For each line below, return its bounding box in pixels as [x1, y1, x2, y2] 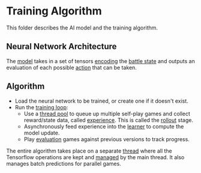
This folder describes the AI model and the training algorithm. [6, 24, 158, 31]
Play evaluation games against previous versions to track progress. [23, 135, 190, 142]
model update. [23, 129, 60, 136]
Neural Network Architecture [6, 41, 117, 52]
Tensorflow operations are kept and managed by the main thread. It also [6, 153, 185, 160]
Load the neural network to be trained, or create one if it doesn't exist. [14, 97, 189, 105]
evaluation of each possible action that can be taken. [6, 64, 137, 71]
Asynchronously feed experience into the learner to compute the [23, 123, 184, 130]
